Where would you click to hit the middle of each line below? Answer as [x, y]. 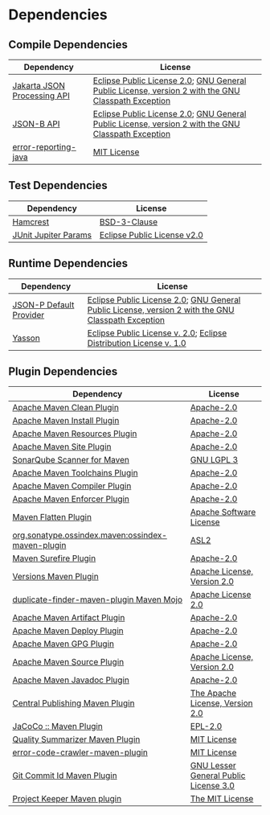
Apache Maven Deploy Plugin [68, 631]
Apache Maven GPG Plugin [63, 644]
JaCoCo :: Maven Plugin [57, 727]
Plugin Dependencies [63, 372]
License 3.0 [213, 786]
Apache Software [223, 512]
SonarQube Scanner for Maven [71, 460]
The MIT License [222, 799]
